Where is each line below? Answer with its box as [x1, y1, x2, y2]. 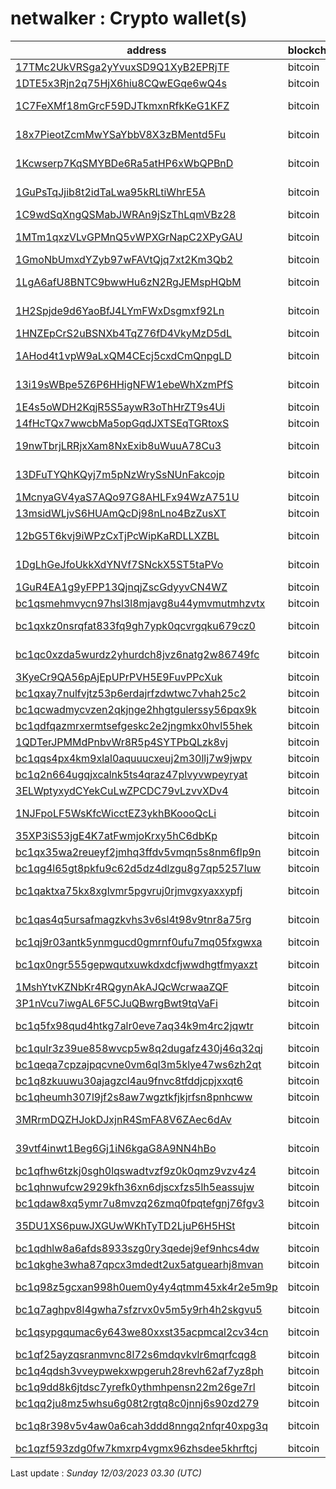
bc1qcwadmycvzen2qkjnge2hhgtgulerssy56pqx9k [15, 702, 257, 716]
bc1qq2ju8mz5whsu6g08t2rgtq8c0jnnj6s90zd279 [15, 1396, 260, 1410]
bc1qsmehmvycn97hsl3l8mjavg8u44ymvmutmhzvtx [15, 596, 266, 610]
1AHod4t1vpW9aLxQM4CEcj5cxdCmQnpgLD [15, 348, 232, 362]
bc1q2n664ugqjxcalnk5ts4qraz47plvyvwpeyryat [15, 767, 248, 781]
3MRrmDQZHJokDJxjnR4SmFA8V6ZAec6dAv [15, 1112, 232, 1126]
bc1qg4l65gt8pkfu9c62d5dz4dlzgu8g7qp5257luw [15, 861, 262, 875]
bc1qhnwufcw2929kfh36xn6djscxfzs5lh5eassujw [15, 1180, 255, 1194]
